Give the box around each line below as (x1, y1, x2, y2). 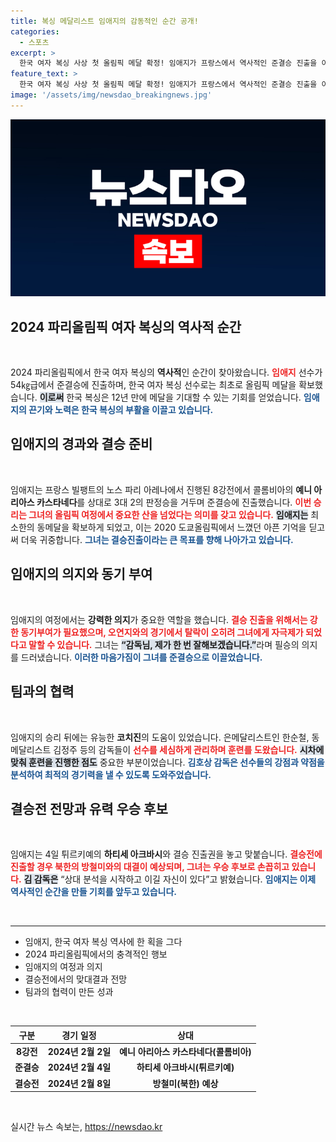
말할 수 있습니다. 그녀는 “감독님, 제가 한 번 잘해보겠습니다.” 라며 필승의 (28, 638, 300, 650)
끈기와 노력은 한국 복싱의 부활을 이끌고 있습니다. (28, 404, 214, 416)
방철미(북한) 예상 (152, 1077, 219, 1089)
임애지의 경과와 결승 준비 (10, 436, 153, 453)
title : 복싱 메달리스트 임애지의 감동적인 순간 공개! (10, 16, 199, 26)
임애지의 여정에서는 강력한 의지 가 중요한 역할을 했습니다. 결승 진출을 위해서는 (10, 613, 308, 625)
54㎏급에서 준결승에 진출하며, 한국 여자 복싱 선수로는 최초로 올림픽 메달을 (10, 379, 297, 391)
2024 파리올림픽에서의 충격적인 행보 (24, 948, 168, 960)
